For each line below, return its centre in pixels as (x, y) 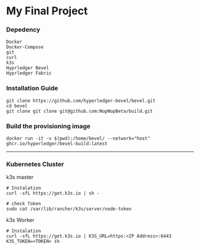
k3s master (20, 177)
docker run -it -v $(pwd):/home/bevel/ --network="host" (78, 138)
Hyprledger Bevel (28, 68)
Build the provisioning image (49, 126)
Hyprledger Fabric (29, 73)
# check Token (24, 204)
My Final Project (47, 11)
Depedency (23, 30)
